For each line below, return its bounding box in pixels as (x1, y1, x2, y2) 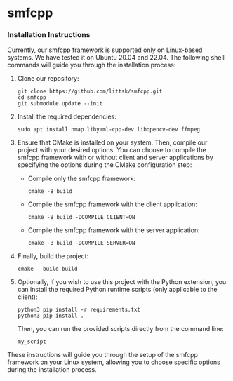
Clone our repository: (17, 74, 79, 83)
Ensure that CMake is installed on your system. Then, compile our (17, 138, 208, 147)
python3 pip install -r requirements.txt (17, 307, 140, 314)
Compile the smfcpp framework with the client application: (27, 200, 198, 208)
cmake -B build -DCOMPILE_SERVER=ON (27, 240, 135, 247)
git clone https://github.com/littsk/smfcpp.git (17, 88, 163, 95)
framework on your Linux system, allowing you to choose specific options (7, 358, 221, 366)
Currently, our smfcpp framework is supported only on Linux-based (7, 46, 203, 54)
